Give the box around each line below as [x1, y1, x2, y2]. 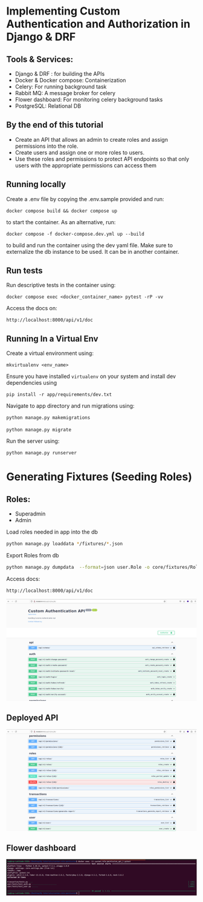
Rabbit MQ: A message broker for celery [14, 90, 116, 96]
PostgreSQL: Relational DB [14, 102, 82, 110]
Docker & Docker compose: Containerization [14, 77, 126, 84]
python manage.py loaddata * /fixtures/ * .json [6, 541, 123, 547]
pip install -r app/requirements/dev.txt [6, 392, 112, 398]
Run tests [6, 265, 43, 276]
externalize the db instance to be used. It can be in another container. [6, 248, 179, 255]
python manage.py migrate [6, 427, 71, 433]
